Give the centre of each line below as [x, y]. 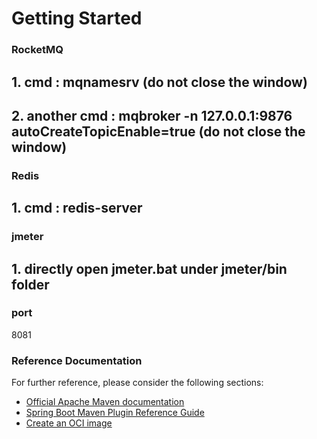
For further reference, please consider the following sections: [137, 383]
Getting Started [77, 18]
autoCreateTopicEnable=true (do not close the [158, 131]
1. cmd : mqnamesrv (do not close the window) [159, 82]
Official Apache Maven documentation [105, 402]
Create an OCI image [69, 423]
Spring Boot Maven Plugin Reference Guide [115, 413]
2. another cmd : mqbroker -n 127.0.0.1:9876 [152, 115]
